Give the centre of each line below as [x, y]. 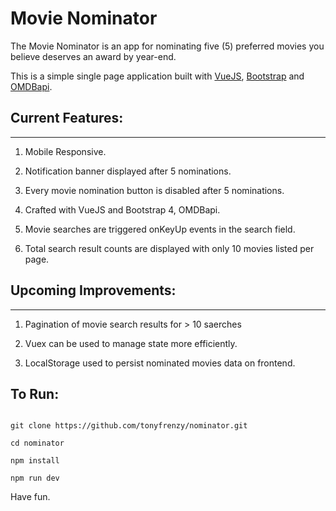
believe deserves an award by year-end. [93, 56]
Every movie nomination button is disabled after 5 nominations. [154, 190]
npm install [35, 461]
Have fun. [30, 497]
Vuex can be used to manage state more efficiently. [131, 343]
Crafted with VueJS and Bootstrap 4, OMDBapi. [122, 209]
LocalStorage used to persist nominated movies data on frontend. [160, 363]
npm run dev [35, 478]
